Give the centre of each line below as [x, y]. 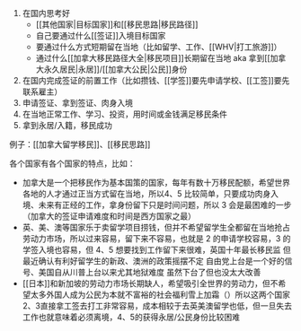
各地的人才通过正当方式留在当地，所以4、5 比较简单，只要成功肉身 [146, 194]
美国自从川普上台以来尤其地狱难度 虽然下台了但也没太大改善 [150, 272]
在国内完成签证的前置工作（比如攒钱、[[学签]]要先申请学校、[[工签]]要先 [156, 80]
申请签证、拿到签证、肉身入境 [77, 103]
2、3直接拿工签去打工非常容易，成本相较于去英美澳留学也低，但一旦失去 [157, 306]
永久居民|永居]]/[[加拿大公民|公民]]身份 [115, 69]
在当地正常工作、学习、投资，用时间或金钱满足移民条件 [124, 114]
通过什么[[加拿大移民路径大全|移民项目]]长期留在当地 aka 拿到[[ [153, 58]
